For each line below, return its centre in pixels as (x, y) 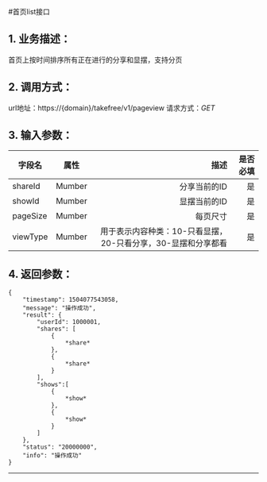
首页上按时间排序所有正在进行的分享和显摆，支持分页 (95, 60)
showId (26, 201)
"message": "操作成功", (60, 308)
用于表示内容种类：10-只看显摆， (164, 231)
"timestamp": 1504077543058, (71, 300)
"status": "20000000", (60, 447)
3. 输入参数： (41, 135)
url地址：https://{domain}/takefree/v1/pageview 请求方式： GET (112, 108)
